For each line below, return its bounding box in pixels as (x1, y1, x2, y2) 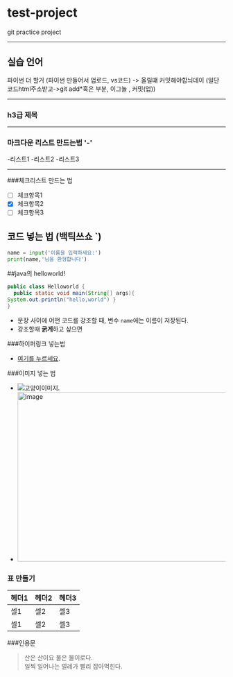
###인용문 (7, 638, 36, 646)
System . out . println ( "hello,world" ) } (7, 296, 116, 303)
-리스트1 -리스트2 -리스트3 (7, 155, 80, 164)
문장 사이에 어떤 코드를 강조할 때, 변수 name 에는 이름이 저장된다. (17, 316, 189, 324)
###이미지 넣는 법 (7, 369, 56, 377)
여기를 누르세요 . (17, 354, 60, 362)
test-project (7, 5, 78, 21)
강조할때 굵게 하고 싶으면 (17, 325, 83, 333)
